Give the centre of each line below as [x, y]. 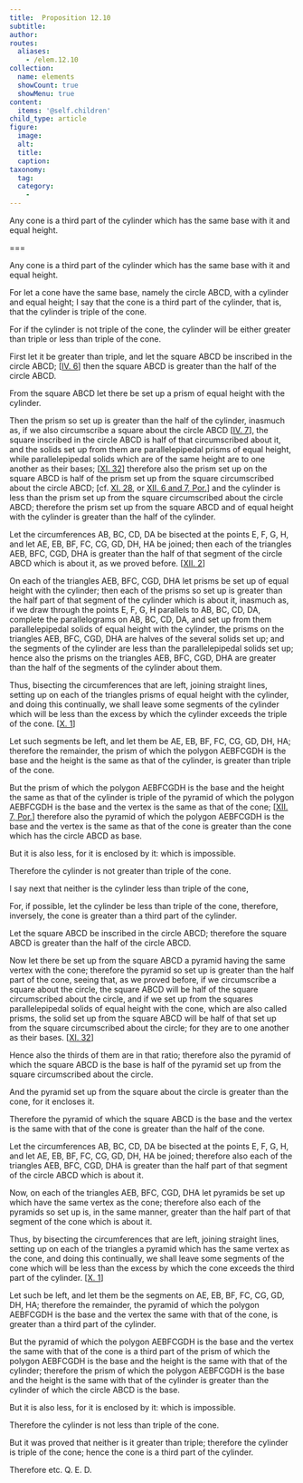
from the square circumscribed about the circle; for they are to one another [149, 1028]
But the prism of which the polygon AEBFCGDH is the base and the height [147, 788]
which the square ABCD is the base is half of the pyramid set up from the [146, 1065]
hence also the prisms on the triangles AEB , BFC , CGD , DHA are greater [143, 658]
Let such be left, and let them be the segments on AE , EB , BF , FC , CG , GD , [147, 1295]
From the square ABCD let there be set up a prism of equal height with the [147, 393]
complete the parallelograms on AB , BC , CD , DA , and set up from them [141, 619]
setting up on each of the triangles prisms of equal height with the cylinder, [149, 695]
